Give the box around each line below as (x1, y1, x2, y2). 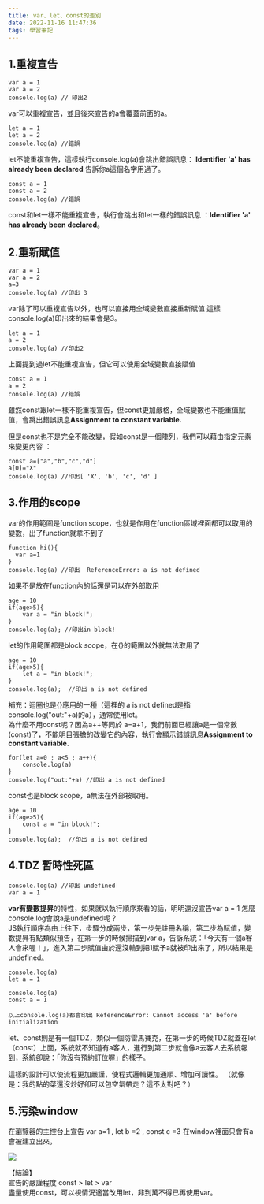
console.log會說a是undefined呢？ (8, 913, 118, 923)
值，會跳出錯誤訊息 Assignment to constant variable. (8, 415, 183, 424)
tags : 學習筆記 (8, 26, 54, 34)
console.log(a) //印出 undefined (8, 882, 116, 890)
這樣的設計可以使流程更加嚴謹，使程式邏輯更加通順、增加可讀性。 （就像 (8, 1069, 245, 1079)
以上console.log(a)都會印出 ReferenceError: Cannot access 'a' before (8, 1011, 238, 1019)
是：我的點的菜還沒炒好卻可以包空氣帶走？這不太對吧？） (8, 1079, 195, 1088)
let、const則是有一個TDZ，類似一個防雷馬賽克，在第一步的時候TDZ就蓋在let (8, 1033, 256, 1042)
